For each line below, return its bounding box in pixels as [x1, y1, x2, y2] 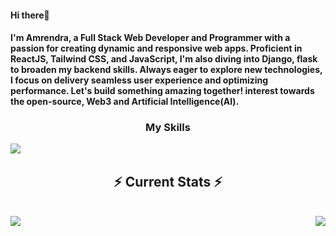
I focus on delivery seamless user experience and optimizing [10, 74, 269, 86]
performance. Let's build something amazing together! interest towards [10, 85, 315, 97]
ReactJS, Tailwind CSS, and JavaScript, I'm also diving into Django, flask [10, 53, 318, 65]
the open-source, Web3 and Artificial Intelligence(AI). [10, 96, 240, 108]
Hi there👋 [10, 9, 50, 21]
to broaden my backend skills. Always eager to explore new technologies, [10, 64, 323, 76]
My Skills [145, 121, 191, 135]
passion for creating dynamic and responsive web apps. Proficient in [10, 42, 303, 55]
